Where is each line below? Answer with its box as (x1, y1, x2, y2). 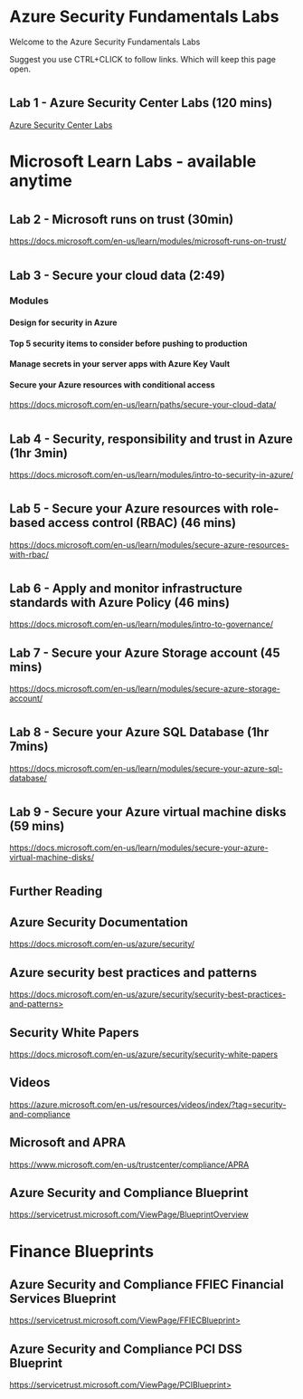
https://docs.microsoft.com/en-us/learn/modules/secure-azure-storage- (9, 684, 280, 695)
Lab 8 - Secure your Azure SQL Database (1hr (9, 724, 270, 740)
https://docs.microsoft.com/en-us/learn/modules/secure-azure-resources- (9, 539, 289, 550)
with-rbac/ (9, 549, 50, 560)
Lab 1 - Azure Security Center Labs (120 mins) (9, 95, 273, 110)
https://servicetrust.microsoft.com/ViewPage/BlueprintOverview (9, 1209, 249, 1220)
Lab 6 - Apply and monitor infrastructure (9, 580, 242, 596)
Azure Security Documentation (9, 915, 188, 930)
